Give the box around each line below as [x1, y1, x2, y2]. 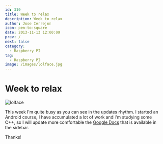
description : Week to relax [5, 16, 63, 21]
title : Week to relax [5, 12, 50, 17]
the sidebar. [5, 125, 29, 131]
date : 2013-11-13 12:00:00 [5, 30, 60, 35]
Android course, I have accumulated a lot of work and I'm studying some [5, 114, 152, 120]
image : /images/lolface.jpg [5, 62, 63, 67]
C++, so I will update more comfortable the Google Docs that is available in [5, 119, 157, 125]
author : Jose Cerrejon [5, 21, 52, 26]
